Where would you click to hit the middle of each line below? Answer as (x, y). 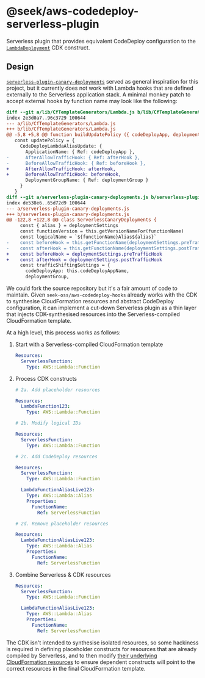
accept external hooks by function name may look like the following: (92, 101)
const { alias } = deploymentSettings (69, 226)
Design (20, 67)
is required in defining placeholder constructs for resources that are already (102, 649)
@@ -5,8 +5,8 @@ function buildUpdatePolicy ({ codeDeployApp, (88, 135)
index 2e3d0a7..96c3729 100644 (46, 118)
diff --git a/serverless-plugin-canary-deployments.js (77, 197)
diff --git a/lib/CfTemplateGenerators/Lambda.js (71, 112)
